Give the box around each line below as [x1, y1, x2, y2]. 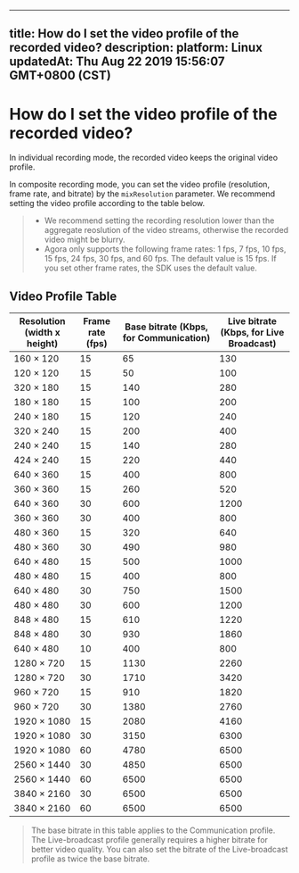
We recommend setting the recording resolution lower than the [44, 215, 275, 226]
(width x [24, 327, 61, 339]
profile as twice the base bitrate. [30, 853, 150, 864]
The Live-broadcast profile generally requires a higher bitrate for [30, 835, 269, 845]
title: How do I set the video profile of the [9, 26, 239, 41]
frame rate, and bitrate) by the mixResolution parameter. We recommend [9, 188, 276, 199]
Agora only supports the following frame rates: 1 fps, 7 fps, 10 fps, [44, 244, 287, 254]
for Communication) [123, 332, 211, 345]
